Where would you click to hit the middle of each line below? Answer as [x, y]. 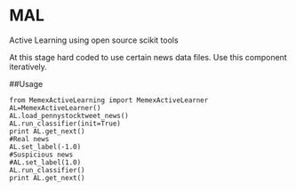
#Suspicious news [41, 155]
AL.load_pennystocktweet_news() [69, 115]
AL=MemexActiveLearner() [55, 107]
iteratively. [28, 67]
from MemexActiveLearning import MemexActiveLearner [109, 100]
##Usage [26, 84]
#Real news [29, 139]
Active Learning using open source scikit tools [94, 40]
